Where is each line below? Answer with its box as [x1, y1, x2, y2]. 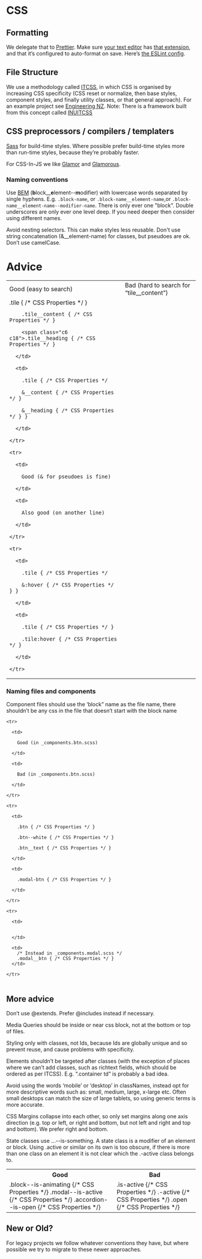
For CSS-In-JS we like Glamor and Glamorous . [6, 160, 121, 167]
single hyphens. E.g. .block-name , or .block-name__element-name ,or [6, 195, 171, 202]
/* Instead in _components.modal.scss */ [17, 950, 122, 956]
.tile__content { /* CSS [21, 310, 93, 318]
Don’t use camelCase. [6, 239, 61, 246]
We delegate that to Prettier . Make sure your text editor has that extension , [6, 43, 191, 51]
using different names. [6, 214, 62, 221]
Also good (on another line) [21, 509, 105, 516]
